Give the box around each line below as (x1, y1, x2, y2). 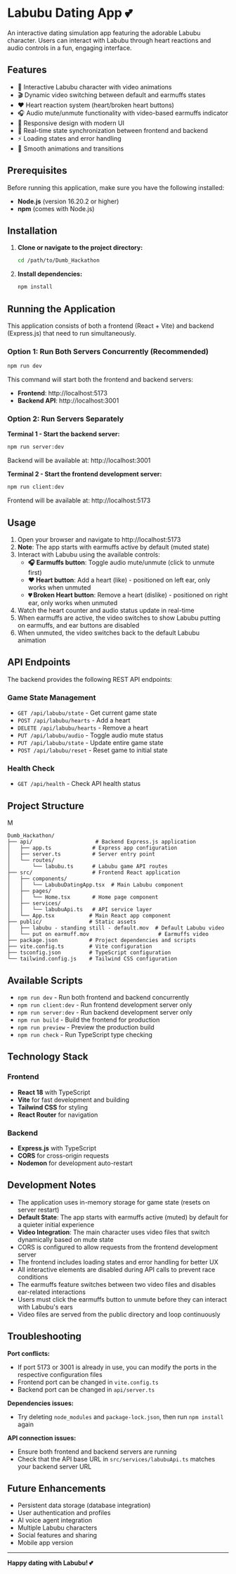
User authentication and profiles (17, 1509, 111, 1517)
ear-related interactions (17, 1288, 86, 1296)
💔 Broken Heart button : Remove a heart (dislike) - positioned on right (27, 590, 228, 599)
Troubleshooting (7, 1331, 82, 1343)
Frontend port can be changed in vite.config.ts (17, 1378, 159, 1386)
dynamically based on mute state (17, 1235, 114, 1243)
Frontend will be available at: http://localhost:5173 (7, 496, 151, 504)
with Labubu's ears (17, 1302, 74, 1311)
